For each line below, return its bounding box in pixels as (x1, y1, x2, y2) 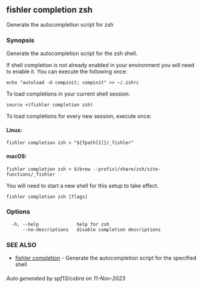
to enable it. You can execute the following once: (6, 68, 128, 75)
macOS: (6, 152, 27, 160)
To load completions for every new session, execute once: (6, 113, 152, 120)
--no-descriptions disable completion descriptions (22, 226, 161, 232)
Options (6, 208, 30, 216)
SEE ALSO (6, 240, 37, 249)
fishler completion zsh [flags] (6, 194, 88, 200)
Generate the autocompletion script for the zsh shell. (6, 50, 138, 57)
